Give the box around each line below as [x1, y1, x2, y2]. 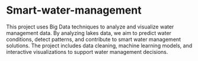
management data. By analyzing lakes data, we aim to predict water [6, 29, 172, 36]
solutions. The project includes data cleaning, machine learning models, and [6, 42, 193, 49]
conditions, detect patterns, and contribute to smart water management [6, 36, 181, 43]
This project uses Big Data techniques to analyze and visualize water [6, 23, 174, 30]
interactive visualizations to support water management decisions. [6, 48, 168, 55]
